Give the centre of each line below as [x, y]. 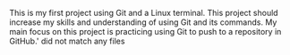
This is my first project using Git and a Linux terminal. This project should [144, 13]
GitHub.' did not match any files [67, 41]
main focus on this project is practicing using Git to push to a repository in [145, 31]
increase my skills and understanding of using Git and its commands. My [143, 22]
